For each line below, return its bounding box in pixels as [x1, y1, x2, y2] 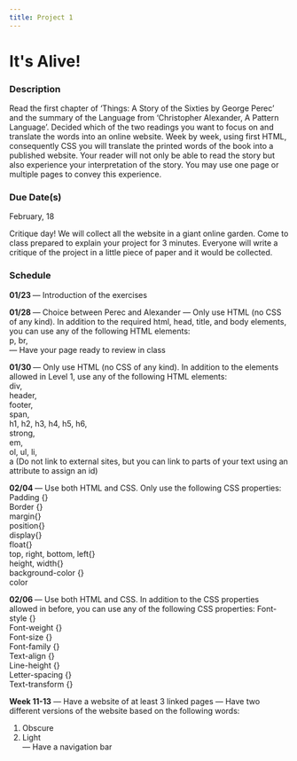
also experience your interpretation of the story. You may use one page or [9, 160, 279, 170]
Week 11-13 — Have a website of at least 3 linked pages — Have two [9, 695, 261, 706]
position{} [9, 520, 46, 530]
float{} [9, 538, 33, 550]
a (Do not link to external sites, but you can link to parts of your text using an [9, 456, 288, 467]
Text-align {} [9, 650, 55, 661]
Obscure [21, 722, 54, 733]
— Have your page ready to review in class [9, 344, 166, 355]
